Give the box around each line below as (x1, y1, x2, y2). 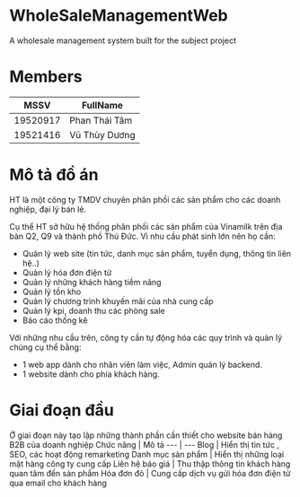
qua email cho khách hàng (9, 477, 108, 488)
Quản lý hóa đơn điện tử (22, 266, 112, 278)
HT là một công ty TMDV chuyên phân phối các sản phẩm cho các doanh (9, 194, 281, 205)
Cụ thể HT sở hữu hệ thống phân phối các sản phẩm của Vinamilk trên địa (9, 221, 283, 231)
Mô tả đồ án (9, 165, 99, 185)
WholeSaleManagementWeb (9, 5, 228, 26)
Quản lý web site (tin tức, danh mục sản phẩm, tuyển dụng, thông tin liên (22, 248, 292, 258)
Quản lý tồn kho (22, 286, 82, 297)
